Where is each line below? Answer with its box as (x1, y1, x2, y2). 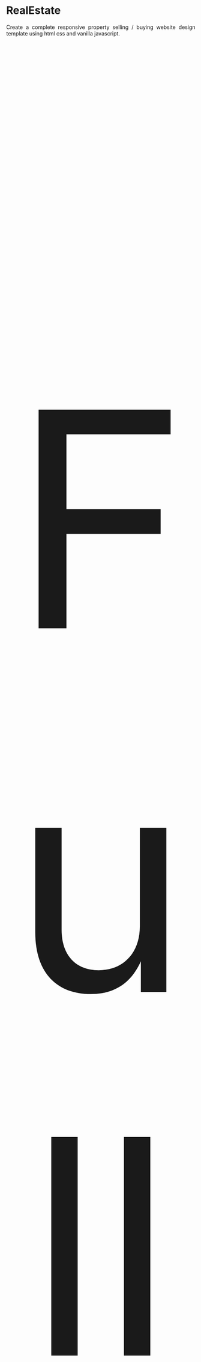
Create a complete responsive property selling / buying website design (6, 23, 196, 31)
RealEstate (6, 4, 61, 17)
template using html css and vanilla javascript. (6, 29, 120, 37)
